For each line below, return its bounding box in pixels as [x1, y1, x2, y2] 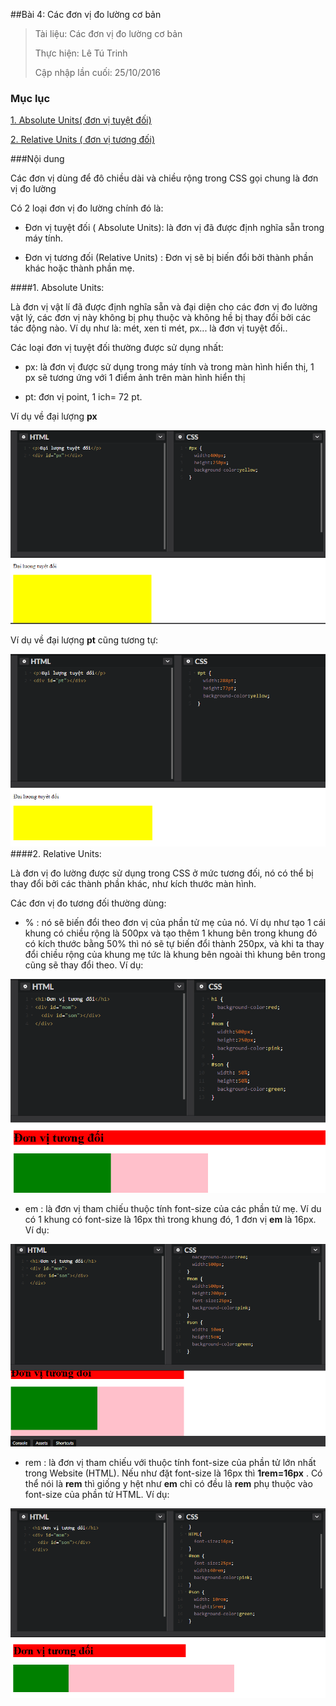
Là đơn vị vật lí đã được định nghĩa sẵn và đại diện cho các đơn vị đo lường [10, 301, 318, 313]
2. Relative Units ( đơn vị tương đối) [10, 134, 156, 146]
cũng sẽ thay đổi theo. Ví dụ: [24, 959, 144, 971]
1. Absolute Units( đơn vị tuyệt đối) [10, 114, 152, 126]
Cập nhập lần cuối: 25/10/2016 [34, 67, 162, 78]
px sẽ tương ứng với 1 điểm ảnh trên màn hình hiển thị [24, 372, 246, 384]
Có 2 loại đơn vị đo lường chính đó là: [10, 202, 164, 214]
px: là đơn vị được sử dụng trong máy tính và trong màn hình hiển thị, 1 [24, 361, 315, 373]
